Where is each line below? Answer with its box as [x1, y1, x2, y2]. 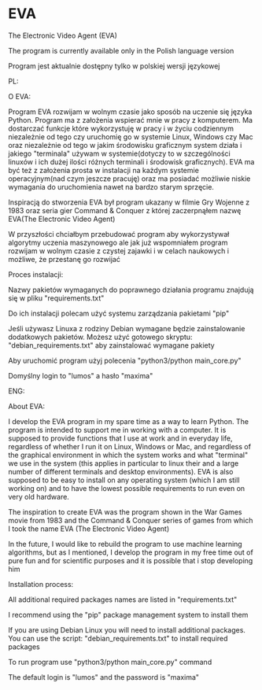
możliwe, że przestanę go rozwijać [8, 254, 120, 264]
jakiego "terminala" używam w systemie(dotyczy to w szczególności [8, 149, 231, 158]
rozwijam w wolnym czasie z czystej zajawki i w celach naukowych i [8, 245, 230, 256]
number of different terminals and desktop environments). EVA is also [8, 467, 234, 476]
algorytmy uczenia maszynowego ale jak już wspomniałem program [8, 238, 228, 247]
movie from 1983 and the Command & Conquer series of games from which [8, 515, 253, 525]
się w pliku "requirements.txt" [8, 293, 105, 303]
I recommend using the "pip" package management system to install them [8, 610, 249, 619]
